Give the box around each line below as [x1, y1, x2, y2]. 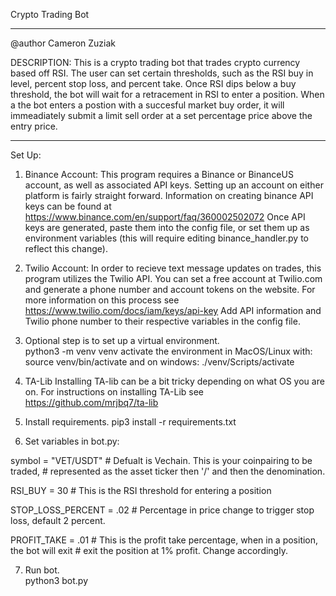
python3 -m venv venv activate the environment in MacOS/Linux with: [24, 345, 313, 357]
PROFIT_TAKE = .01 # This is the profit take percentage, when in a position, [10, 534, 319, 546]
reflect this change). [24, 243, 108, 254]
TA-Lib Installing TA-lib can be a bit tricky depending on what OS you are [24, 375, 325, 387]
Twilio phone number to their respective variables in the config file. [24, 315, 301, 327]
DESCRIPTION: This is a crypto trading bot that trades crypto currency [10, 57, 301, 68]
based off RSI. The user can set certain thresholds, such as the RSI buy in [10, 67, 314, 79]
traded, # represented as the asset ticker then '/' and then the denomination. [10, 465, 326, 477]
